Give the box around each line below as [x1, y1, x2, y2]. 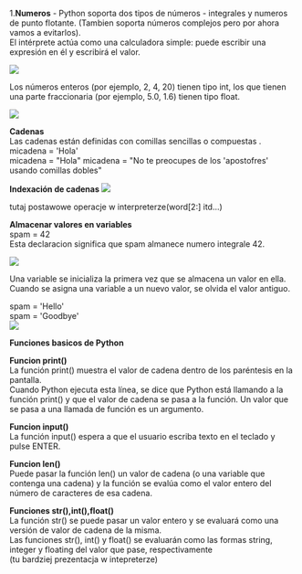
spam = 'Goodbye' [9, 311, 79, 321]
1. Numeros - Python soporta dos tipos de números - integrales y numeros [9, 8, 288, 18]
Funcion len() [9, 459, 61, 469]
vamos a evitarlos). [9, 27, 81, 37]
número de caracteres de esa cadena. [9, 488, 153, 498]
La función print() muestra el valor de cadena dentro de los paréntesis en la [9, 365, 294, 376]
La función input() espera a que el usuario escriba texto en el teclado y [9, 431, 276, 441]
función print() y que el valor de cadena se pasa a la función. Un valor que [9, 394, 289, 405]
